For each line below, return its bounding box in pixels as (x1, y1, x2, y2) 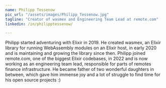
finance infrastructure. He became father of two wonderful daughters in (5, 66, 154, 72)
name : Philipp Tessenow (5, 7, 55, 13)
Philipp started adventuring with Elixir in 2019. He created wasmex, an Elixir (5, 40, 161, 46)
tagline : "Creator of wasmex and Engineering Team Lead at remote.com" (5, 17, 158, 22)
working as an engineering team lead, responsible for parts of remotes (5, 61, 151, 67)
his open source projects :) (5, 77, 61, 83)
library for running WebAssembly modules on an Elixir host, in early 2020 (5, 45, 157, 51)
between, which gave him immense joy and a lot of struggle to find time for (5, 71, 160, 78)
